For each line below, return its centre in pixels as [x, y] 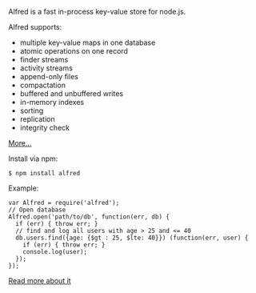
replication [37, 119]
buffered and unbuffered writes [72, 94]
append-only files [49, 76]
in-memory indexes [52, 102]
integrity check [45, 128]
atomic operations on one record [74, 51]
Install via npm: [33, 159]
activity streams [46, 68]
